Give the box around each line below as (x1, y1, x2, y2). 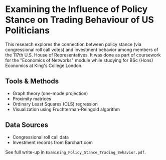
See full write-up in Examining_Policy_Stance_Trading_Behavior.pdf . (5, 149, 146, 155)
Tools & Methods (5, 77, 59, 85)
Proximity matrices (12, 95, 52, 101)
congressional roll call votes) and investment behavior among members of (5, 46, 158, 52)
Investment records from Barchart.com (12, 139, 93, 145)
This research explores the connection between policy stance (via (5, 41, 142, 47)
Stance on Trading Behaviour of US (5, 14, 154, 25)
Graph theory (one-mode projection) (12, 90, 88, 96)
